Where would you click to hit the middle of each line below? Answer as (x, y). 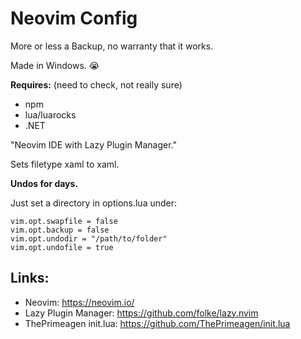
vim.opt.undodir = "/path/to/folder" (89, 238)
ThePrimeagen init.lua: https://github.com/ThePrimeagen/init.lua (157, 323)
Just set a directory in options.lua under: (94, 203)
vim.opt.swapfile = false (64, 221)
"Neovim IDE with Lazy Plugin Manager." (93, 144)
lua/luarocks (50, 114)
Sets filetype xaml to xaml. (65, 164)
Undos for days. (44, 183)
